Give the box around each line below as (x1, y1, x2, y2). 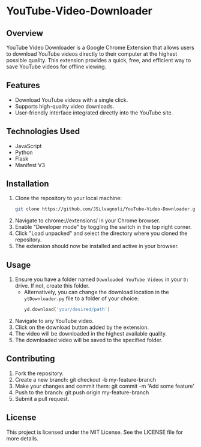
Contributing (6, 354, 55, 364)
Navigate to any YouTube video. (14, 318, 94, 324)
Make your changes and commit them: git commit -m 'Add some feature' (14, 382, 195, 389)
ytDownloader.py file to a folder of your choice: (23, 295, 139, 302)
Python (14, 149, 33, 156)
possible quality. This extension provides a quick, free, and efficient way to (6, 57, 191, 64)
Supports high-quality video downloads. (14, 102, 115, 110)
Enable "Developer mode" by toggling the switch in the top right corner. (14, 223, 192, 231)
